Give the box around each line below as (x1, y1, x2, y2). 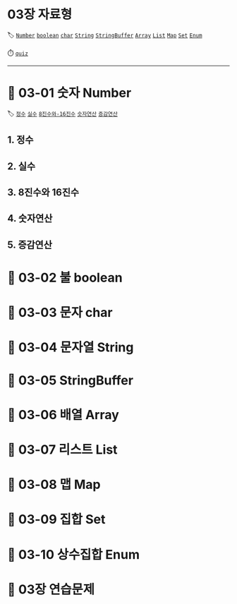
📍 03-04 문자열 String (7, 339, 134, 356)
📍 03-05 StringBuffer (7, 372, 134, 388)
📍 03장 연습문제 (7, 581, 95, 597)
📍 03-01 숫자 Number (7, 85, 132, 101)
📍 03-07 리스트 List (7, 442, 118, 457)
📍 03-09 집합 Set (7, 512, 106, 528)
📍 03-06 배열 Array (7, 406, 120, 423)
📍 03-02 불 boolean (7, 270, 123, 286)
